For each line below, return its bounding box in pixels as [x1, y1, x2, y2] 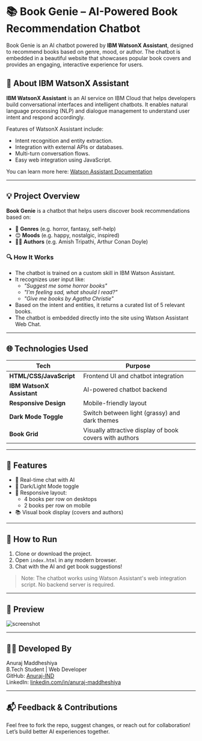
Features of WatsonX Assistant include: [6, 125, 104, 133]
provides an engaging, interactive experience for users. [6, 61, 144, 68]
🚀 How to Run [6, 534, 58, 544]
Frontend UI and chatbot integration [83, 371, 184, 380]
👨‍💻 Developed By [6, 643, 72, 654]
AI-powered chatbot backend [83, 385, 167, 394]
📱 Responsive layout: [14, 489, 67, 496]
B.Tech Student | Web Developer [6, 666, 87, 673]
